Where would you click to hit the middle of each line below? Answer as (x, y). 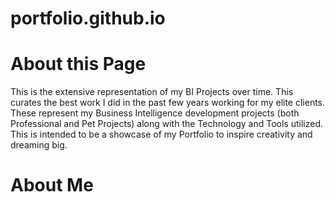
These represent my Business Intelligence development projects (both (155, 113)
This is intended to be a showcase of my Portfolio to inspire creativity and (161, 134)
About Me (52, 185)
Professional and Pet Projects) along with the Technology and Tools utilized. (167, 124)
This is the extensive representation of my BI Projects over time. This (152, 92)
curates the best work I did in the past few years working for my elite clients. (168, 103)
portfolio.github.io (88, 18)
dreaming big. (39, 145)
